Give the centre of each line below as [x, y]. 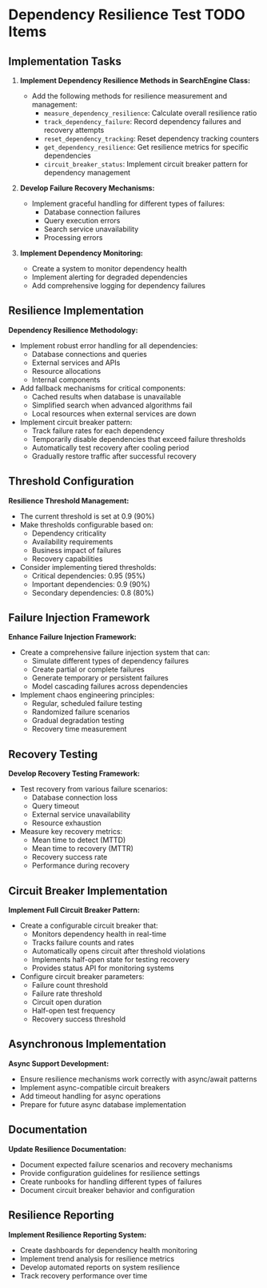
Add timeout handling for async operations [90, 1096]
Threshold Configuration [71, 481]
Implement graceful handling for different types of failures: [128, 203]
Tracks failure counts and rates [83, 943]
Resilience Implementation [76, 311]
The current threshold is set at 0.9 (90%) [87, 516]
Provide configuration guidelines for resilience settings [110, 1173]
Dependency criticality [69, 533]
